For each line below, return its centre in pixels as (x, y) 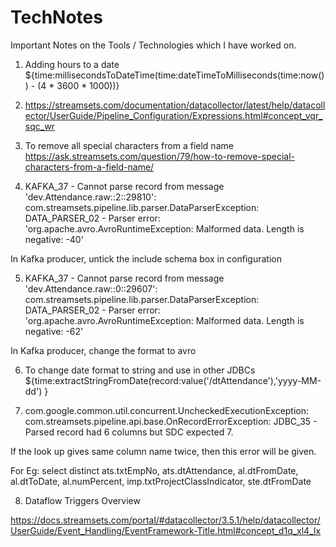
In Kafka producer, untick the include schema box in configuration (146, 258)
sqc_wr (39, 126)
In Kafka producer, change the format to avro (103, 350)
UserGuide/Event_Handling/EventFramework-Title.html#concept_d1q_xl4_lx (166, 530)
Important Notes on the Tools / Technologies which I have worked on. (153, 45)
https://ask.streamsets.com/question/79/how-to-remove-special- (160, 156)
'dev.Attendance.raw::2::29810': (90, 197)
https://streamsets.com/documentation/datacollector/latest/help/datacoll (175, 105)
